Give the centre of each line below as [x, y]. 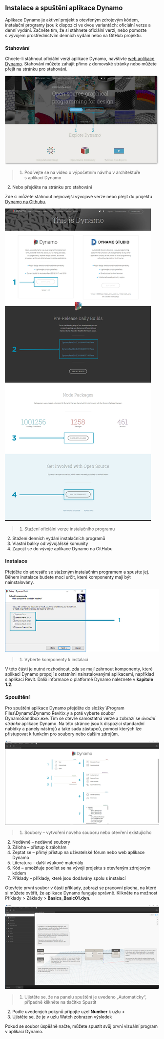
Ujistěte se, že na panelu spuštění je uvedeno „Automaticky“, [85, 997]
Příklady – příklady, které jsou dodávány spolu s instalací [69, 878]
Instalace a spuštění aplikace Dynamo [64, 8]
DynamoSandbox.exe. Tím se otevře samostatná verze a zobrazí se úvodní [80, 718]
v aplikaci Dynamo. [24, 1031]
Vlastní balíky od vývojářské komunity [50, 543]
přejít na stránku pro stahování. [36, 69]
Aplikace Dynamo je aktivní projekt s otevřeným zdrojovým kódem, [72, 20]
